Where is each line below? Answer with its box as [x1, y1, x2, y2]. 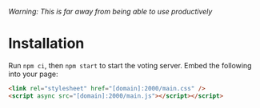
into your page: [8, 69, 58, 79]
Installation [8, 35, 85, 52]
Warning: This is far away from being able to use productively [8, 7, 213, 16]
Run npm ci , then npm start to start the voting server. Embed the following [8, 60, 252, 70]
